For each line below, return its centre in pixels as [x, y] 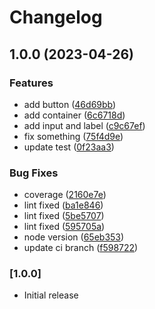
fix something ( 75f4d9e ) [73, 136]
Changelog [56, 17]
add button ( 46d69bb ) [70, 104]
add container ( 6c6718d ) [74, 115]
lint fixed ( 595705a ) [64, 227]
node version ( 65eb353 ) [74, 237]
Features [31, 83]
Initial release [51, 295]
